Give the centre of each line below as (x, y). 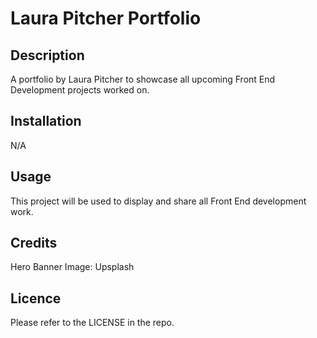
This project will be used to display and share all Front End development (158, 201)
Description (47, 55)
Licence (36, 298)
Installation (46, 121)
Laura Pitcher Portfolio (106, 18)
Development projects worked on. (80, 90)
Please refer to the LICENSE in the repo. (92, 323)
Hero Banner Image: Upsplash (72, 267)
